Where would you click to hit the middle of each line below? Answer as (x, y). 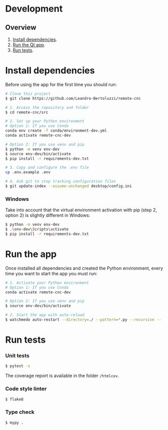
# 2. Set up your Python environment (45, 121)
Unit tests (17, 356)
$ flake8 (14, 399)
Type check (20, 412)
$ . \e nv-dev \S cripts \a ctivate (37, 229)
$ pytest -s (18, 366)
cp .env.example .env (28, 172)
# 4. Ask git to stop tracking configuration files (61, 181)
